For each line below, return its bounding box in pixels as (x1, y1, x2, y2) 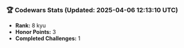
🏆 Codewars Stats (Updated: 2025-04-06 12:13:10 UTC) (6, 5, 178, 14)
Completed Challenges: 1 (15, 35, 81, 42)
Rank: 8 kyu (15, 22, 46, 29)
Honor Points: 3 (15, 29, 56, 36)
